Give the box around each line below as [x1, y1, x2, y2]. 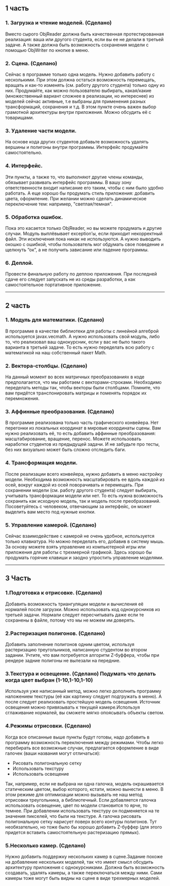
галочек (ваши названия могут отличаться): [5, 750, 101, 756]
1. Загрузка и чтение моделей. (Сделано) [5, 19, 112, 26]
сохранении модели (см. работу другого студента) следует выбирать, [5, 487, 158, 493]
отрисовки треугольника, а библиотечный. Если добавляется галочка [5, 797, 157, 803]
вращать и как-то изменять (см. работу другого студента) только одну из [5, 82, 165, 88]
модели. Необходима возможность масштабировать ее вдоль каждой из [5, 476, 165, 482]
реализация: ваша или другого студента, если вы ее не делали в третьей [5, 36, 164, 42]
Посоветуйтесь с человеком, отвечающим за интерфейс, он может [5, 503, 152, 509]
